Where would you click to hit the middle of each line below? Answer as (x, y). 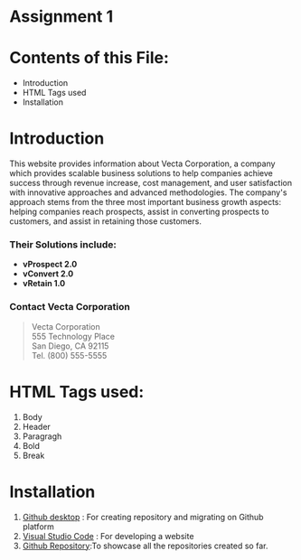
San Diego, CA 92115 (70, 346)
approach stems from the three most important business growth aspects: (146, 202)
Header (37, 426)
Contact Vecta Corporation (70, 307)
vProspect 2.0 (50, 265)
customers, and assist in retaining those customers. (105, 221)
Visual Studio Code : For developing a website (108, 536)
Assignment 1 (61, 17)
